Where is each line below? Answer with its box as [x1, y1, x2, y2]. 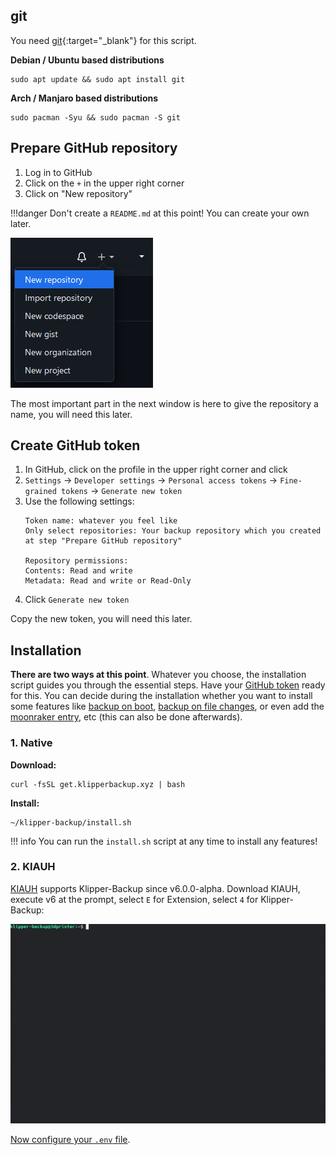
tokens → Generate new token [61, 485, 183, 497]
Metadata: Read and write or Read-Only [24, 576, 192, 586]
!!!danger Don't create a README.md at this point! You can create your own [10, 207, 310, 219]
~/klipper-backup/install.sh [10, 817, 132, 828]
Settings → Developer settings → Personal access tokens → [24, 474, 278, 486]
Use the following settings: [24, 495, 135, 508]
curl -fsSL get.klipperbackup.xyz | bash [10, 779, 186, 789]
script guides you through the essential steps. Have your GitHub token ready [10, 679, 326, 691]
